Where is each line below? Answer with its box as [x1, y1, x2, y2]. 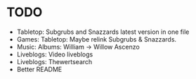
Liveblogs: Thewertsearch [16, 57, 93, 66]
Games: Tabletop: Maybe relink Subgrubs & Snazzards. [16, 35, 177, 43]
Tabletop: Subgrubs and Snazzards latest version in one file [16, 28, 190, 36]
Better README [16, 65, 63, 73]
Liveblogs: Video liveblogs [16, 50, 93, 59]
